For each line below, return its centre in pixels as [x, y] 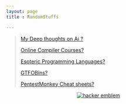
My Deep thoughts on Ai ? [52, 39]
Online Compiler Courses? [52, 50]
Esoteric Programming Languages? [63, 61]
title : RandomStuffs [33, 17]
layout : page [22, 11]
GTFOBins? [34, 72]
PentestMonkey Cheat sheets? [57, 84]
